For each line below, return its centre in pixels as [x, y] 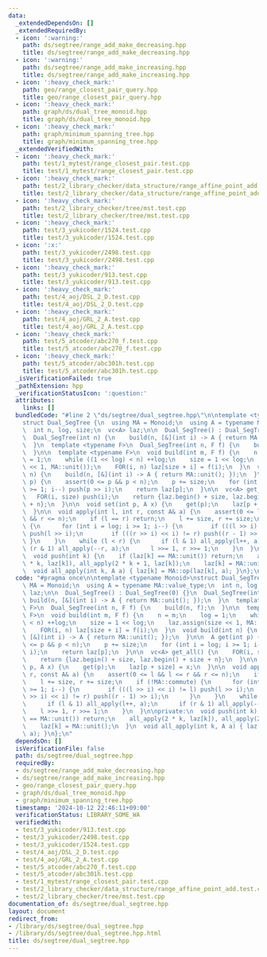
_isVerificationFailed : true [64, 378]
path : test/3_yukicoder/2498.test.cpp [87, 252]
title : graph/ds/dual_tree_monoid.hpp [87, 119]
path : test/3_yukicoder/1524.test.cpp [87, 230]
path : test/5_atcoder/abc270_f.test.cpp [90, 342]
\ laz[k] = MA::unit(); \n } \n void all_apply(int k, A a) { [133, 726]
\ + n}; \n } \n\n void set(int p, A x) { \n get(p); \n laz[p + [140, 504]
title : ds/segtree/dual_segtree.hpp [69, 941]
